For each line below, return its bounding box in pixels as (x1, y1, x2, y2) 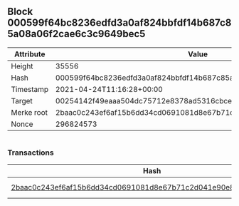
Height (11, 61, 33, 71)
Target (11, 96, 33, 105)
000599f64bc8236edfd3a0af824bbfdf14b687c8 (7, 17, 232, 29)
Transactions (7, 148, 55, 158)
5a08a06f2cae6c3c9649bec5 (7, 28, 146, 40)
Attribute (14, 49, 46, 59)
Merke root (11, 107, 48, 117)
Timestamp (11, 84, 49, 94)
